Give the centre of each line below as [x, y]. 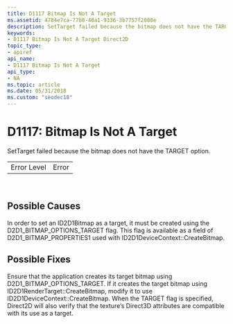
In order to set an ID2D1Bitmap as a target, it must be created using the [109, 223]
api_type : [21, 71]
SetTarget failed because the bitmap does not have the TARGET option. [109, 151]
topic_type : [24, 46]
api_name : [21, 59]
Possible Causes [44, 206]
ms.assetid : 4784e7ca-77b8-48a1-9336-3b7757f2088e [82, 20]
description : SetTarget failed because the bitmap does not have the [110, 26]
